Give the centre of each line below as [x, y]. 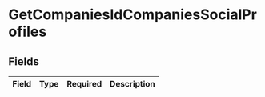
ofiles [28, 32]
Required [84, 84]
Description [132, 84]
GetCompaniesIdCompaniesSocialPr [133, 15]
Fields [24, 61]
